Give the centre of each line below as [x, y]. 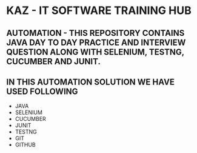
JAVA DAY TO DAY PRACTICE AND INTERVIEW [96, 42]
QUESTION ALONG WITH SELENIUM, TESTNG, [95, 52]
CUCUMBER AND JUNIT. [54, 61]
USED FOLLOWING [42, 91]
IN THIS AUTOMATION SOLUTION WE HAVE [90, 82]
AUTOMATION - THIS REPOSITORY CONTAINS [95, 33]
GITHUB [25, 145]
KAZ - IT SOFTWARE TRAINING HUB [99, 11]
